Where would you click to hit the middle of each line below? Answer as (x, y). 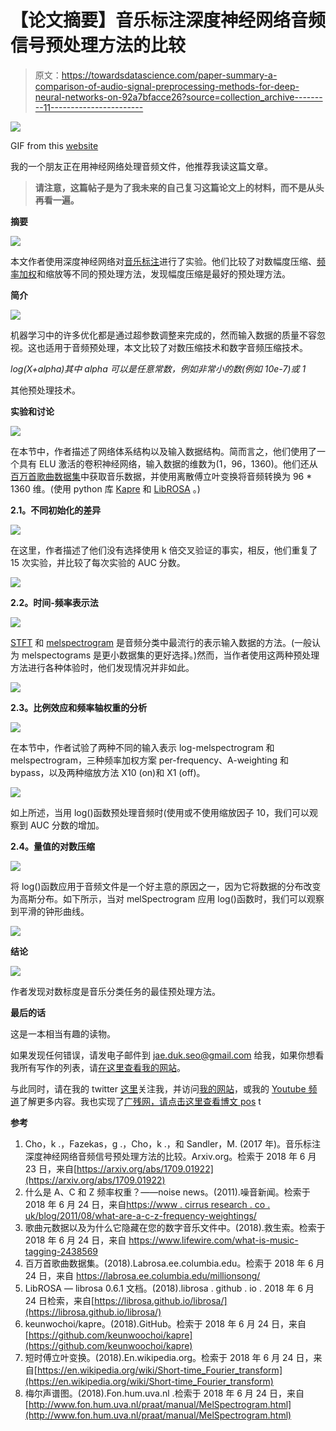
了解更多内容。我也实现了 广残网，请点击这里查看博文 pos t (140, 1101)
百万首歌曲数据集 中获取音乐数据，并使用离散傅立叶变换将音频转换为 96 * (161, 476)
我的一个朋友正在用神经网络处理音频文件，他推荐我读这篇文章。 (141, 166)
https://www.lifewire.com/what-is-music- (213, 1240)
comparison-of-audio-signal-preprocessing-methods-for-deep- (167, 86)
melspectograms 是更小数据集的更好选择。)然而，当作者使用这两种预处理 (170, 655)
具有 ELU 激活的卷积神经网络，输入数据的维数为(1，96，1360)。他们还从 (168, 463)
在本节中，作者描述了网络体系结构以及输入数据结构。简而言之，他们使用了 (163, 451)
